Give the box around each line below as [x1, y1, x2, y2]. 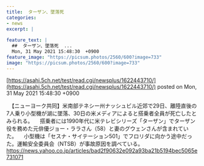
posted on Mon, [157, 83, 197, 90]
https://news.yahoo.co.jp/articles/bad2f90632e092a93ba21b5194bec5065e [6, 147, 198, 154]
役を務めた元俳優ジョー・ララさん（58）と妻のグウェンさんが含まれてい [6, 125, 189, 132]
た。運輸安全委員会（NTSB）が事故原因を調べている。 [6, 140, 144, 147]
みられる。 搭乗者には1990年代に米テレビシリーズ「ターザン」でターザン [6, 117, 196, 125]
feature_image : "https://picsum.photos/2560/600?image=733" [6, 54, 163, 60]
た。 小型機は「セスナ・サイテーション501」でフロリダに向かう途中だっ [6, 132, 193, 140]
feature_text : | [6, 37, 47, 43]
